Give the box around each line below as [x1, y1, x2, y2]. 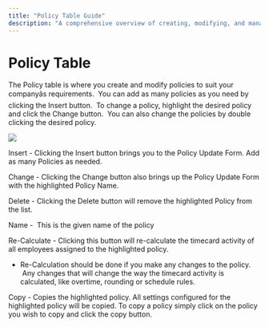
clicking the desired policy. [8, 118, 97, 127]
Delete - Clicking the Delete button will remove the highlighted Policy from [8, 196, 252, 206]
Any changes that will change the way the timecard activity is [22, 268, 224, 278]
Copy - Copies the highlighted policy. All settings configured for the [8, 293, 231, 302]
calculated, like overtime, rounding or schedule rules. [19, 277, 195, 287]
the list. [8, 205, 33, 215]
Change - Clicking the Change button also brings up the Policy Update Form [8, 172, 260, 182]
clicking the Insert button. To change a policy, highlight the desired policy [8, 101, 252, 111]
